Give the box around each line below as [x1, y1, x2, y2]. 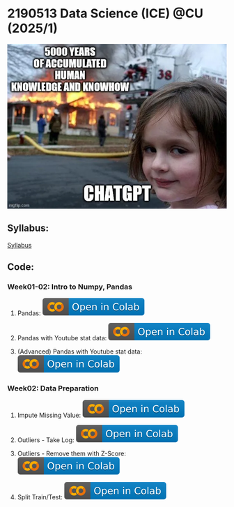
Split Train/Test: [17, 492, 63, 501]
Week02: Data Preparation [7, 384, 99, 393]
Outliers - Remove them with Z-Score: [17, 449, 127, 457]
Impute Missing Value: [17, 411, 81, 419]
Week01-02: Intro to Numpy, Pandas [7, 282, 132, 292]
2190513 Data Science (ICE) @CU [7, 6, 203, 22]
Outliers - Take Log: [17, 435, 75, 444]
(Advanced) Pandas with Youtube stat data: [17, 347, 143, 356]
